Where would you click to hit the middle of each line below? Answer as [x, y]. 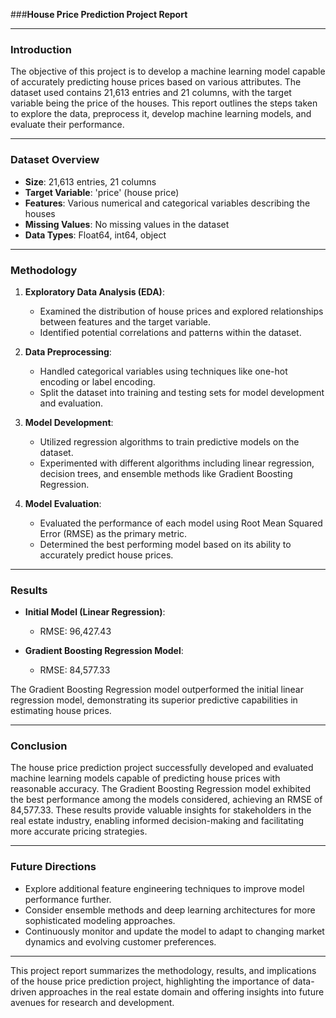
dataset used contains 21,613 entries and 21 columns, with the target [151, 93]
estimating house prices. [61, 711]
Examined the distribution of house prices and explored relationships [181, 311]
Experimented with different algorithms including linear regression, [177, 463]
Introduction [41, 49]
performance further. [68, 899]
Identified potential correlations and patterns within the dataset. [170, 332]
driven [23, 991]
